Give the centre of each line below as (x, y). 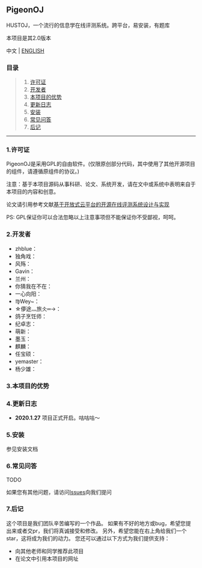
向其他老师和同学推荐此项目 (49, 551)
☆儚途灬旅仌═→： (38, 308)
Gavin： (25, 271)
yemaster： (29, 361)
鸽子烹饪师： (31, 316)
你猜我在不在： (33, 286)
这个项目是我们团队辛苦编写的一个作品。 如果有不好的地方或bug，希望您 (96, 523)
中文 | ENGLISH (26, 50)
